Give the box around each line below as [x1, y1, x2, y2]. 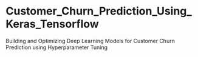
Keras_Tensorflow [5, 17, 100, 31]
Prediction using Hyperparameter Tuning [5, 44, 108, 51]
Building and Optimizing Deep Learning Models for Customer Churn [5, 37, 176, 44]
